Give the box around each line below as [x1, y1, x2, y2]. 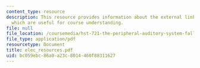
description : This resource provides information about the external [6, 14, 183, 20]
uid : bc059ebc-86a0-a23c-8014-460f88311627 [6, 53, 116, 59]
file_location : [6, 31, 44, 37]
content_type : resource [6, 8, 65, 15]
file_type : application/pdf [6, 36, 76, 42]
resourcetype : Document [6, 42, 65, 48]
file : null [6, 25, 33, 31]
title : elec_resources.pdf [6, 47, 73, 53]
